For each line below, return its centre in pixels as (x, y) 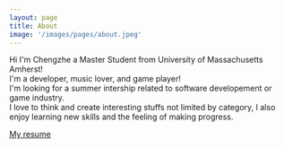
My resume (30, 135)
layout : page (34, 17)
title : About (34, 26)
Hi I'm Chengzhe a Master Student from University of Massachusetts (136, 60)
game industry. (37, 98)
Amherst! (26, 69)
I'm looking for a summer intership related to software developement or (141, 88)
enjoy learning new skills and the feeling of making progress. (121, 117)
